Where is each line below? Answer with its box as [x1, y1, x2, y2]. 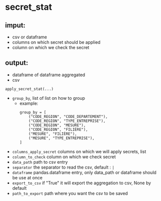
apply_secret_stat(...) [5, 86, 54, 91]
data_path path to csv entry [12, 159, 68, 165]
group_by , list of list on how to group [12, 95, 85, 101]
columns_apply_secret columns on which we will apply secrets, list [12, 148, 146, 154]
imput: [5, 21, 26, 29]
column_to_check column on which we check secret [12, 154, 116, 160]
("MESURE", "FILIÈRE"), [28, 131, 77, 136]
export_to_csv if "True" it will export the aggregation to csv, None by [12, 180, 151, 186]
